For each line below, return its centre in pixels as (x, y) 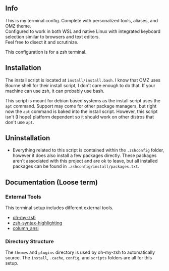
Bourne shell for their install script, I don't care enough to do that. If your (80, 85)
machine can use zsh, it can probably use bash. (55, 91)
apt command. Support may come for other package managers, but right (81, 106)
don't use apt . (20, 122)
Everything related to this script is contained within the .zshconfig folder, (88, 150)
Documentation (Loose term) (52, 182)
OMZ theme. (18, 26)
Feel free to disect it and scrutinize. (42, 42)
